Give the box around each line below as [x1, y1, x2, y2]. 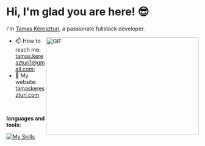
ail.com [15, 65, 34, 72]
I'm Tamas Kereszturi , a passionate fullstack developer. [6, 25, 145, 32]
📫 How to [15, 37, 41, 44]
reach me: [15, 46, 41, 53]
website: [15, 78, 37, 85]
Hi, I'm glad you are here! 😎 [6, 5, 149, 19]
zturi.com [15, 91, 40, 99]
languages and [6, 114, 45, 122]
